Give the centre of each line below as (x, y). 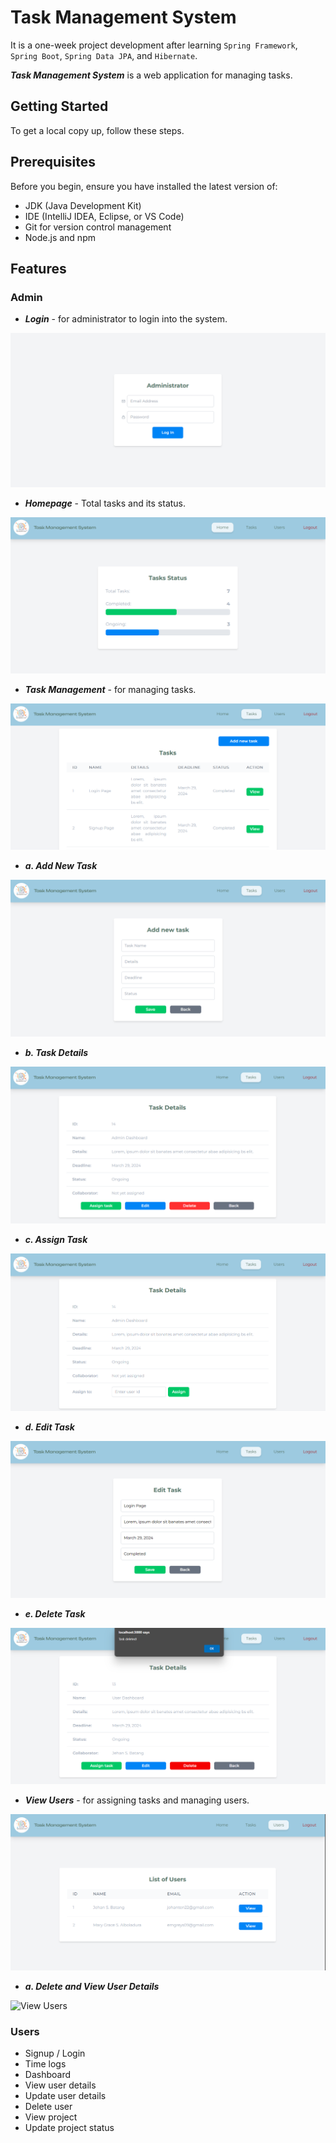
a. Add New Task (61, 865)
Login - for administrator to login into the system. (126, 319)
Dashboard (48, 2075)
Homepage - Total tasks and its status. (105, 503)
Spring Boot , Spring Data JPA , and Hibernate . (104, 55)
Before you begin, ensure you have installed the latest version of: (144, 186)
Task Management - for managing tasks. (110, 689)
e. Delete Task (55, 1613)
